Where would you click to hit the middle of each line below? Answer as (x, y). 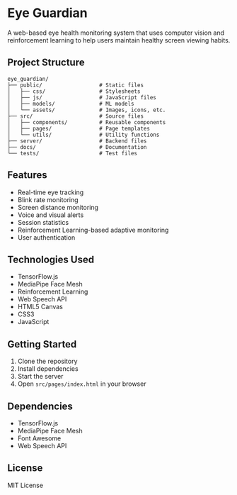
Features (27, 175)
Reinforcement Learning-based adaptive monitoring (93, 230)
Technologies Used (51, 259)
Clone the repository (47, 361)
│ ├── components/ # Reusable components (87, 122)
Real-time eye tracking (51, 192)
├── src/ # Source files (75, 116)
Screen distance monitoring (58, 207)
